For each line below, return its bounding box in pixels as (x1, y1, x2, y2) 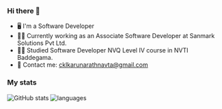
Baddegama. (16, 54, 53, 62)
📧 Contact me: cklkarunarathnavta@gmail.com (16, 61, 148, 69)
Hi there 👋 (7, 6, 41, 16)
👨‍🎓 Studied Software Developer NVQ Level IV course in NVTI (16, 46, 189, 54)
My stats (7, 78, 37, 87)
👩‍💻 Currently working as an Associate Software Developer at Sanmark (16, 32, 215, 40)
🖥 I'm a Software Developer (16, 22, 94, 30)
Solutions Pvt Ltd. (16, 39, 67, 47)
